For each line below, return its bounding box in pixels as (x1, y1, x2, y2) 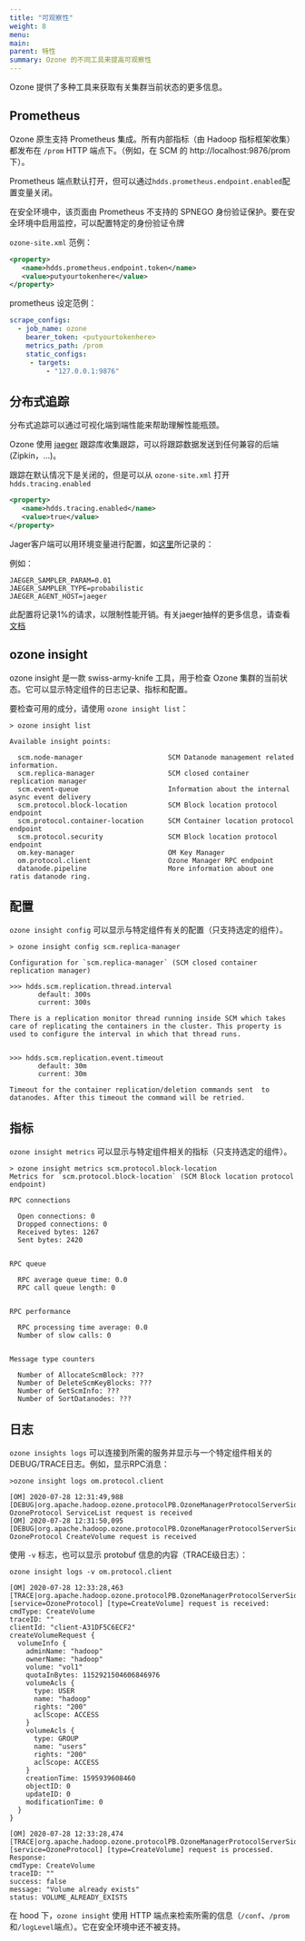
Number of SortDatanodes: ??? (17, 1395, 132, 1404)
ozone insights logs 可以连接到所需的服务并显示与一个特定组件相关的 (9, 1447, 272, 1457)
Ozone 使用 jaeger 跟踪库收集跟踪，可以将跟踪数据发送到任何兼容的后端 (9, 439, 280, 450)
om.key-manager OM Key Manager (17, 848, 225, 858)
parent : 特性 (9, 47, 56, 56)
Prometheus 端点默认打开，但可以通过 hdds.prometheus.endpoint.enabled (9, 175, 283, 186)
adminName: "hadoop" (25, 1647, 103, 1656)
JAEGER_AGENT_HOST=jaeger (9, 592, 107, 601)
